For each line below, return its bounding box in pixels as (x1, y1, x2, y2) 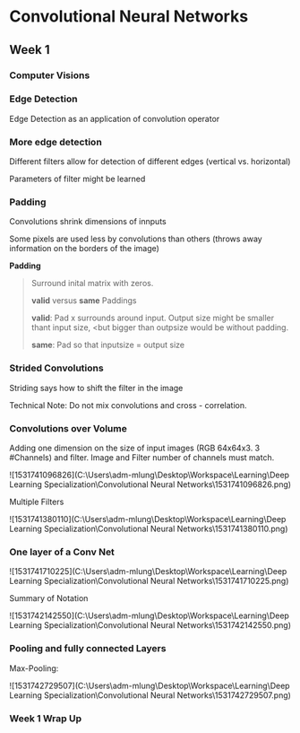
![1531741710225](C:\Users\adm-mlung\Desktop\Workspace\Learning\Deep (9, 566, 287, 577)
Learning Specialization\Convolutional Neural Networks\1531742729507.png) (9, 689, 291, 701)
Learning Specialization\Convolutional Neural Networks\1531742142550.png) (9, 620, 292, 631)
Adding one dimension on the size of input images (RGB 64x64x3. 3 (9, 442, 261, 453)
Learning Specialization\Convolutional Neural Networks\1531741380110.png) (9, 523, 288, 534)
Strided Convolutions (9, 362, 105, 374)
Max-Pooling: (9, 662, 59, 674)
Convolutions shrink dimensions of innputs (9, 216, 167, 227)
